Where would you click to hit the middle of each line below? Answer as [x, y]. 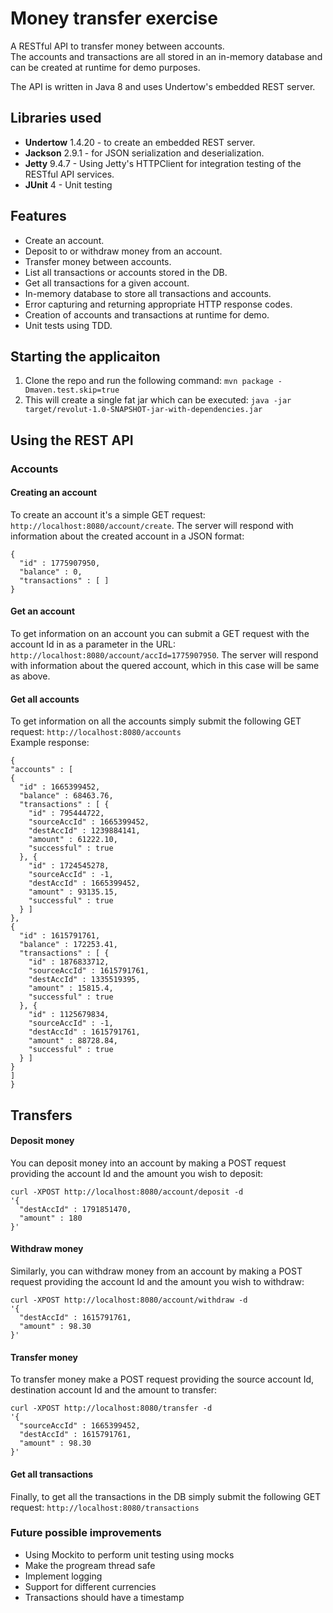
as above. [30, 676]
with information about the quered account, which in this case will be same [165, 666]
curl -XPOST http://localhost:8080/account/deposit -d [127, 1192]
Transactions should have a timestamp [104, 1597]
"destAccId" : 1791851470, [75, 1209]
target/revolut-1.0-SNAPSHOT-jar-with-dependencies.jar [143, 410]
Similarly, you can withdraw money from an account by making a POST [156, 1271]
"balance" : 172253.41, [68, 945]
